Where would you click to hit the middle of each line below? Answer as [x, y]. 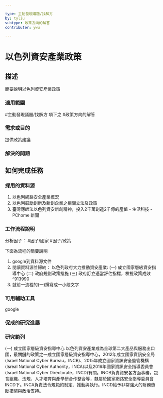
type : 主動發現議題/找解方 [29, 14]
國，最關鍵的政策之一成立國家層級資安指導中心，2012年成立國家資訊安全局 [80, 354]
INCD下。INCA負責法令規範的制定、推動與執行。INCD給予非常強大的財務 [78, 385]
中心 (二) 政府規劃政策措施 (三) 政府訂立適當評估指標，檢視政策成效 [83, 273]
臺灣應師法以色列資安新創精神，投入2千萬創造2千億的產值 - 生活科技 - [82, 209]
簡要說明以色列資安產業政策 [33, 89]
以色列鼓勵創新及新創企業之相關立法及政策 [55, 203]
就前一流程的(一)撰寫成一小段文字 [46, 284]
